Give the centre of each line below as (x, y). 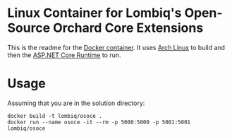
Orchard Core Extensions (128, 28)
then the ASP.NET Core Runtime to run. (64, 55)
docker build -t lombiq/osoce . (55, 116)
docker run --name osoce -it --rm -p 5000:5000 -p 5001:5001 (99, 122)
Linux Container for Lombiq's (94, 13)
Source (29, 28)
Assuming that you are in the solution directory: (76, 103)
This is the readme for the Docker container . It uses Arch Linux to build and (116, 47)
